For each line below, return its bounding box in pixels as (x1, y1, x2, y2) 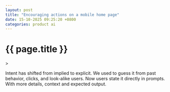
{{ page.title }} (5, 44, 68, 55)
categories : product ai (5, 21, 56, 27)
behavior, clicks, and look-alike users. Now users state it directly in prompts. (5, 76, 165, 82)
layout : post (5, 7, 33, 13)
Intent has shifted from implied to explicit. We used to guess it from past (5, 70, 156, 76)
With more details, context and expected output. (5, 81, 107, 87)
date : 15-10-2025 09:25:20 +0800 (5, 17, 76, 22)
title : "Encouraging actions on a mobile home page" (5, 12, 120, 17)
